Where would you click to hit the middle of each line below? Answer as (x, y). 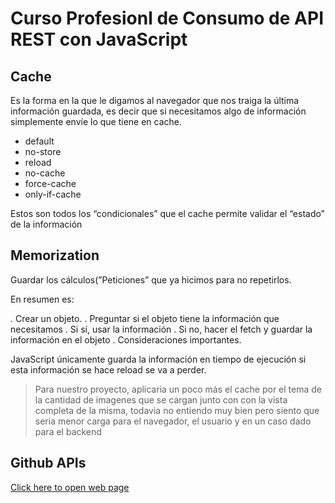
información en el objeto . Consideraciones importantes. (126, 339)
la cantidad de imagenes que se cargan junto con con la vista (161, 399)
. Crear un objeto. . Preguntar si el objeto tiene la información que (145, 318)
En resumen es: (42, 299)
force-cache (50, 183)
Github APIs (48, 463)
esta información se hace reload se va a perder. (108, 369)
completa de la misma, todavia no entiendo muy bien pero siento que (177, 410)
